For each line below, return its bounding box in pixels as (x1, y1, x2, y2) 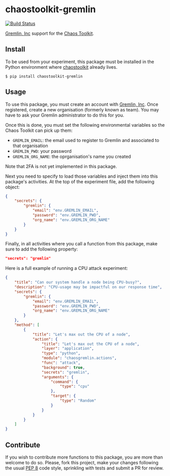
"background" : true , (41, 365, 85, 370)
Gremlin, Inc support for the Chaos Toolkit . (5, 30, 94, 36)
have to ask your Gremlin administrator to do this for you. (5, 112, 124, 118)
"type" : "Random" (59, 398, 96, 403)
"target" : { (50, 394, 76, 399)
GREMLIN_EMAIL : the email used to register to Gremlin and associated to (12, 137, 159, 143)
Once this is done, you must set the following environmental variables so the (5, 122, 165, 128)
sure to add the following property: (5, 246, 78, 253)
